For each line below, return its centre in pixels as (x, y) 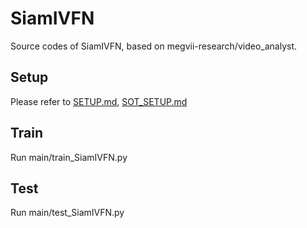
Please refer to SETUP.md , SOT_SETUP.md (99, 101)
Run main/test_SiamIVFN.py (67, 213)
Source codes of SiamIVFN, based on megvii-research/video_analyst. (154, 46)
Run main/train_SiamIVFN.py (69, 157)
